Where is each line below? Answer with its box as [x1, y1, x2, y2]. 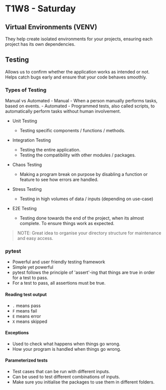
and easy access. [17, 235, 54, 241]
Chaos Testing [12, 162, 42, 168]
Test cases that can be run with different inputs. [12, 369, 111, 375]
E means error [12, 313, 41, 319]
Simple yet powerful [12, 264, 54, 270]
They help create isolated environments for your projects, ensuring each [5, 36, 153, 42]
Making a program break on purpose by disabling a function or [19, 171, 148, 177]
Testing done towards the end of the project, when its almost [19, 215, 144, 221]
